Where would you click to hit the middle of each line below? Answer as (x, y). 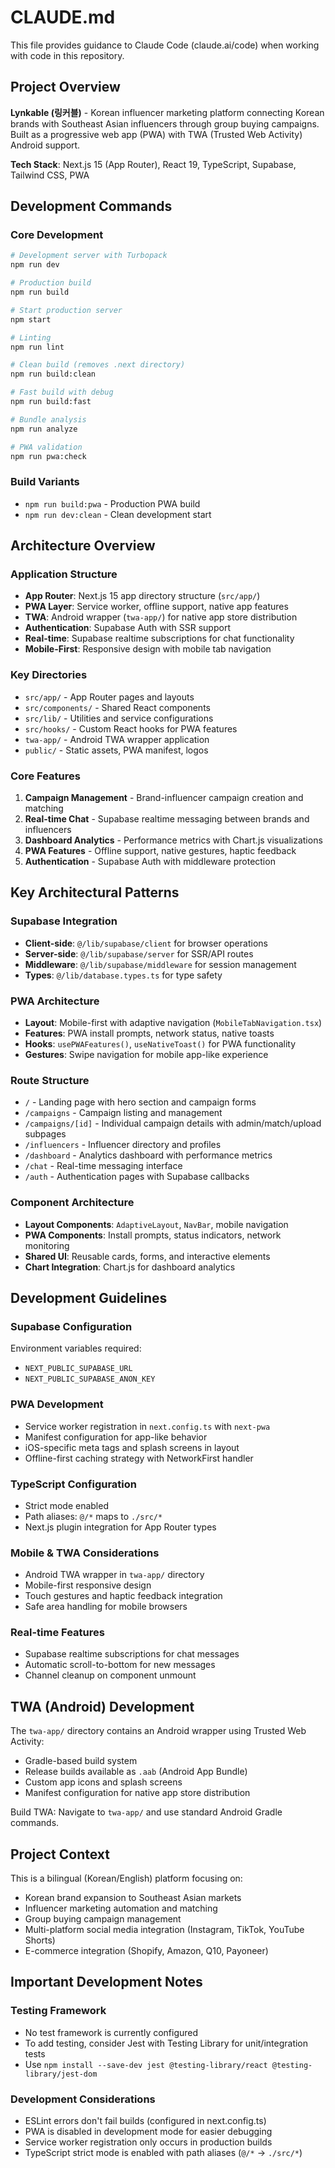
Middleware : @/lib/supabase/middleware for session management (160, 964)
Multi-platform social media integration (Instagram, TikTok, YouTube (164, 1930)
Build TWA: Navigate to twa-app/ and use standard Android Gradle (146, 1812)
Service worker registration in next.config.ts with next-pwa (147, 1426)
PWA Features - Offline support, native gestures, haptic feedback (160, 851)
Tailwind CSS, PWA (50, 175)
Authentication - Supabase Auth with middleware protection (150, 862)
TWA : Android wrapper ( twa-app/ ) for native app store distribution (161, 617)
